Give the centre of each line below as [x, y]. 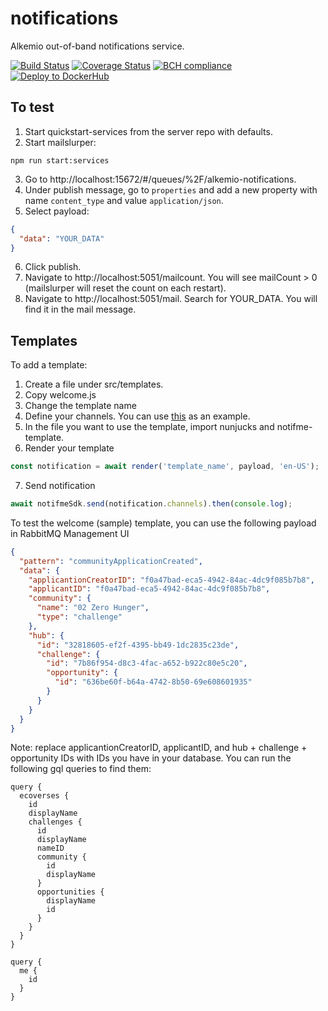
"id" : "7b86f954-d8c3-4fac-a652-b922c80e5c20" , [147, 663]
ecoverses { [44, 796]
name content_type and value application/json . [124, 200]
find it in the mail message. [80, 309]
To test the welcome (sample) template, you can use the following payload [163, 523]
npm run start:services [60, 160]
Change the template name [80, 406]
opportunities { [70, 892]
